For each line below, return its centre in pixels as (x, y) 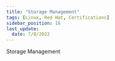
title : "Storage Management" (43, 12)
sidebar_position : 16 (34, 23)
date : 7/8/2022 (31, 34)
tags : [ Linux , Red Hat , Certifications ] (58, 18)
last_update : (23, 29)
